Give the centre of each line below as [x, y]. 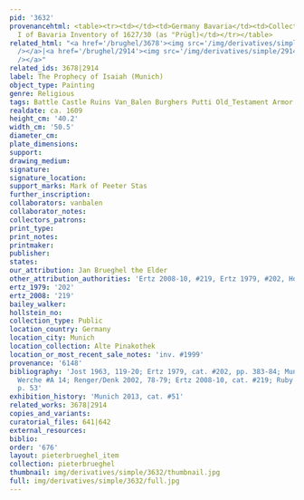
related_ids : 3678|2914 [54, 69]
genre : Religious [42, 93]
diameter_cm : [34, 136]
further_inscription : [50, 195]
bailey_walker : [38, 304]
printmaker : [32, 245]
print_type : [32, 228]
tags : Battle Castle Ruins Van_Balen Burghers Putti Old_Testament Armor [152, 102]
